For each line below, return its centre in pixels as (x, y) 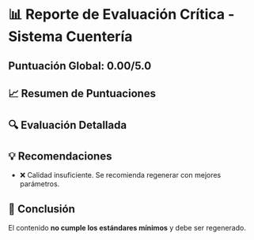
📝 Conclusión (42, 209)
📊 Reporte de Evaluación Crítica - (121, 15)
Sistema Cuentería (70, 37)
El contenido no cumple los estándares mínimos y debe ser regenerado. (127, 227)
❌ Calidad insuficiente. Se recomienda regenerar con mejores (120, 175)
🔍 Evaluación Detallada (68, 125)
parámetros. (40, 184)
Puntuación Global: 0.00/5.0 (80, 66)
